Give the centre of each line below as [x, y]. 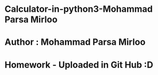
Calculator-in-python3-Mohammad [79, 9]
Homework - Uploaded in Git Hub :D [79, 65]
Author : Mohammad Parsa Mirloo [75, 42]
